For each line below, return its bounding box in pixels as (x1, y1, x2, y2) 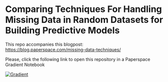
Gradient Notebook (5, 61, 45, 67)
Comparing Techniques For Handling (5, 3, 162, 15)
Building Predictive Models (5, 25, 120, 36)
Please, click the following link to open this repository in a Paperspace (5, 56, 150, 62)
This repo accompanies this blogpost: (5, 41, 83, 47)
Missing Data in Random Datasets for (5, 14, 163, 25)
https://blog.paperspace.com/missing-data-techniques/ (5, 46, 121, 52)
